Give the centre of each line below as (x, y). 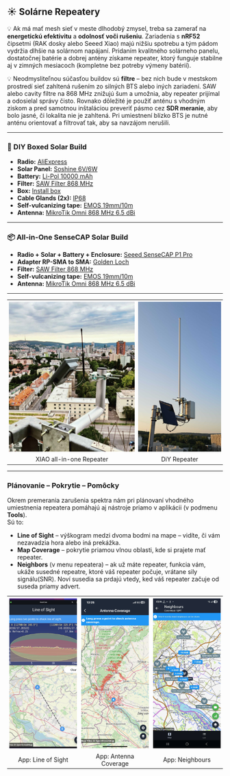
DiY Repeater (180, 460)
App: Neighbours (187, 760)
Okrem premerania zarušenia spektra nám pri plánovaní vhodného (100, 500)
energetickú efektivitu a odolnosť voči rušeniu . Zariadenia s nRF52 (104, 36)
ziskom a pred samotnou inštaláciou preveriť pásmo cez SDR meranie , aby (112, 108)
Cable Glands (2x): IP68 (51, 198)
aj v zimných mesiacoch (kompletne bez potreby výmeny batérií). (99, 65)
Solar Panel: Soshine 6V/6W (57, 169)
